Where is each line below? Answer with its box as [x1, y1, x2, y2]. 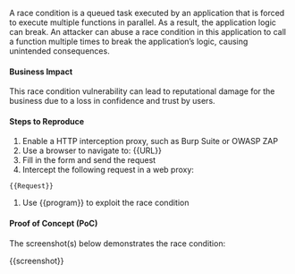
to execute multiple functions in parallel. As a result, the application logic [9, 17, 277, 28]
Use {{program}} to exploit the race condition [21, 197, 190, 209]
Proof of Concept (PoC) [9, 218, 98, 228]
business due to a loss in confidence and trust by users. [9, 96, 216, 107]
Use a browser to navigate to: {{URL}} [21, 145, 163, 156]
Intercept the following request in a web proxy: [21, 165, 195, 176]
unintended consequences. [9, 46, 110, 56]
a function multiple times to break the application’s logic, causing [9, 36, 249, 47]
